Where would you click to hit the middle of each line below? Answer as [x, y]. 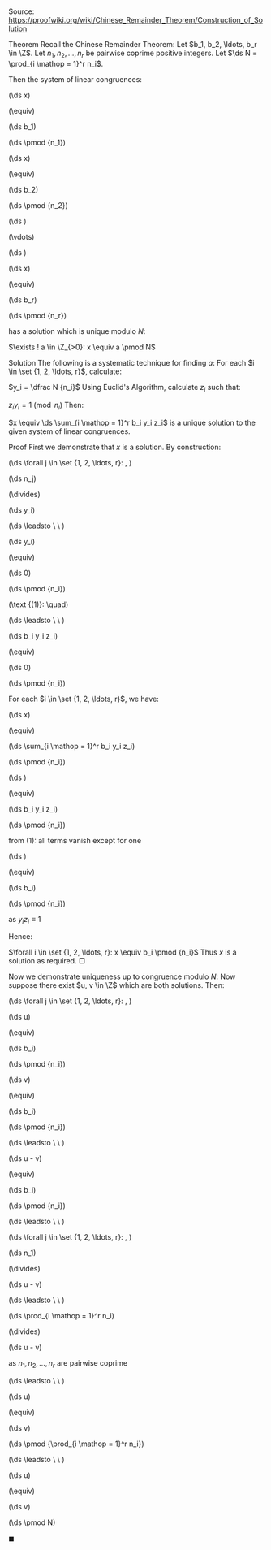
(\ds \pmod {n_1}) [37, 142]
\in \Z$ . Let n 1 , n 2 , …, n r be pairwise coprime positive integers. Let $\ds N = [133, 54]
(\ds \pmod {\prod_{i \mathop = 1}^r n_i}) [76, 1444]
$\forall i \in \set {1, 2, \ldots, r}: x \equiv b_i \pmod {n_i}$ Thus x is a [123, 952]
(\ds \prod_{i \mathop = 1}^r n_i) [62, 1316]
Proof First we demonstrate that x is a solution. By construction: [115, 447]
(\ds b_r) [23, 300]
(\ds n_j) [22, 478]
